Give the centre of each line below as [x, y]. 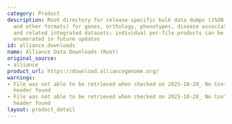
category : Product [33, 13]
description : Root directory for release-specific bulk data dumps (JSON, [117, 20]
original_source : [32, 59]
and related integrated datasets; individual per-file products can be [119, 33]
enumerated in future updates [57, 39]
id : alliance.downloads [41, 45]
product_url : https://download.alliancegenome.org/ [83, 71]
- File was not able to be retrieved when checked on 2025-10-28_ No [109, 97]
